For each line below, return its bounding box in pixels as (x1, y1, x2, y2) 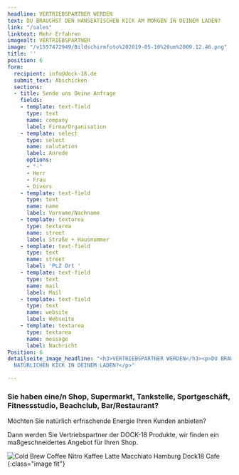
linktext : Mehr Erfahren (7, 30, 81, 38)
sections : (14, 83, 43, 91)
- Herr (26, 169, 46, 177)
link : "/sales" (7, 24, 53, 31)
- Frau (26, 176, 46, 183)
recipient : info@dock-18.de (14, 70, 97, 77)
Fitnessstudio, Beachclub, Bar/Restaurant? (7, 400, 159, 410)
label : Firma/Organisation (26, 123, 107, 131)
